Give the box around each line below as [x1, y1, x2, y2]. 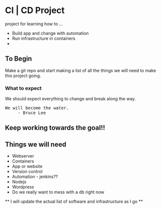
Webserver [12, 153, 34, 159]
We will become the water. [5, 105, 69, 111]
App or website [12, 163, 43, 169]
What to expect [5, 85, 42, 92]
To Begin [5, 55, 32, 63]
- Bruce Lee [17, 110, 46, 116]
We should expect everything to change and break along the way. [5, 96, 136, 102]
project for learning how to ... [5, 21, 63, 27]
